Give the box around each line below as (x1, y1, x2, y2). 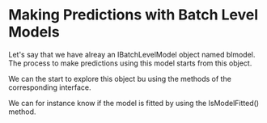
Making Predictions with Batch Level (8, 6, 259, 24)
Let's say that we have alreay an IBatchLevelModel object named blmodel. (8, 49, 256, 59)
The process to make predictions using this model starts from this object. (8, 58, 252, 68)
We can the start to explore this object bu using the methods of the (8, 74, 232, 83)
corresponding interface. (8, 83, 91, 92)
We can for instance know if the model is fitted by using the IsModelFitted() (8, 98, 260, 108)
